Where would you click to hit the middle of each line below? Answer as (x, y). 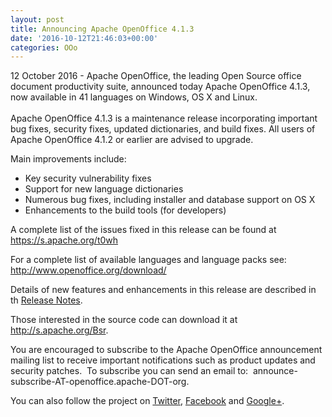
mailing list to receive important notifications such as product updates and (163, 360)
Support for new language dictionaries (104, 189)
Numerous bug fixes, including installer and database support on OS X (170, 200)
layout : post (37, 19)
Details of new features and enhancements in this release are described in (163, 290)
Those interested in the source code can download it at (124, 320)
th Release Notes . (46, 300)
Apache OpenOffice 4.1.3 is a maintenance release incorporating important (164, 118)
